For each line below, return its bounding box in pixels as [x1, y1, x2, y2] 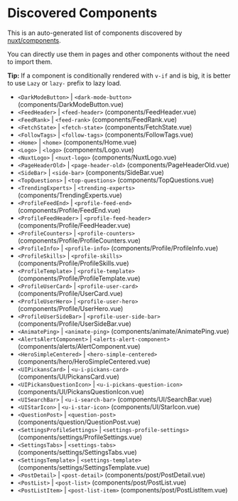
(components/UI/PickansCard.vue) [17, 372, 119, 381]
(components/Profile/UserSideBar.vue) [17, 319, 131, 328]
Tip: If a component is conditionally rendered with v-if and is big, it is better [7, 71, 231, 80]
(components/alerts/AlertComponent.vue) [17, 342, 141, 350]
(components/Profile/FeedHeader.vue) [17, 221, 131, 229]
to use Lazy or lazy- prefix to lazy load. [7, 78, 122, 87]
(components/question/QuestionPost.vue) [17, 418, 141, 426]
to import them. [7, 57, 53, 65]
